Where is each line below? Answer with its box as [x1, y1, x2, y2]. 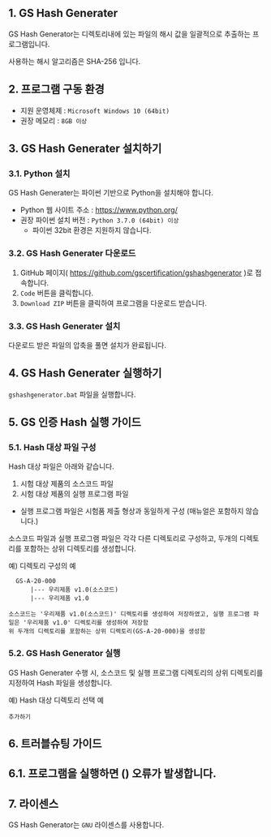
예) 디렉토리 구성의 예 [8, 561, 76, 571]
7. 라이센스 [8, 796, 59, 810]
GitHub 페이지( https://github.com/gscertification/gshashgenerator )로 [19, 268, 254, 277]
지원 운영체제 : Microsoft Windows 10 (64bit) [19, 105, 170, 115]
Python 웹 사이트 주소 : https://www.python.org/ [19, 205, 179, 215]
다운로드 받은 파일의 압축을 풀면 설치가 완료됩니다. [8, 340, 167, 350]
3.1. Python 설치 [8, 168, 71, 179]
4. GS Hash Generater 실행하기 [8, 367, 162, 380]
